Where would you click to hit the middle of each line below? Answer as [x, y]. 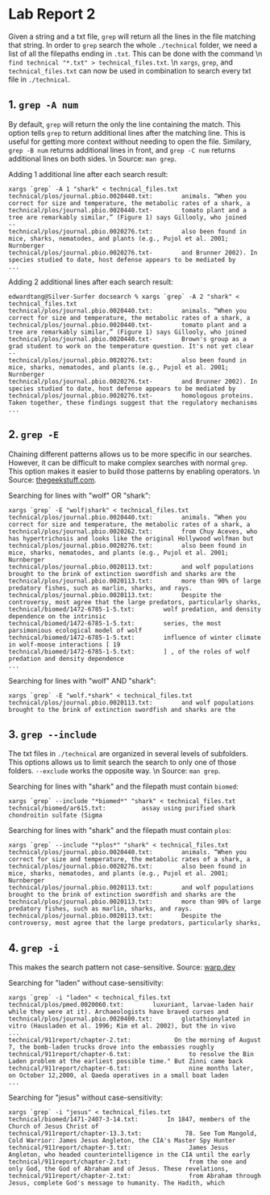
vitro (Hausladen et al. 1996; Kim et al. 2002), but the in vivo [122, 1026]
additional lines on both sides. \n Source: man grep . [93, 158]
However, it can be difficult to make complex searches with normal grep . [128, 462]
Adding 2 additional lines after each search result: [91, 282]
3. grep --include [52, 734]
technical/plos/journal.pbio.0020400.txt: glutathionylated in [129, 1019]
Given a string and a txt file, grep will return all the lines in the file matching [132, 36]
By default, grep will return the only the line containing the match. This [125, 124]
